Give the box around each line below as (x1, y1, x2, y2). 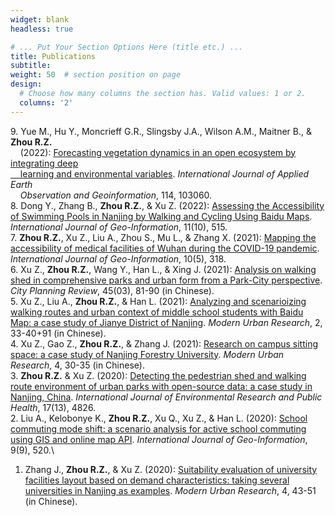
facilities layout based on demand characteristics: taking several (24, 474, 290, 486)
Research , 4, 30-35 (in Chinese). (10, 359, 145, 371)
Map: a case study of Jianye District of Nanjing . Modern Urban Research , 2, (10, 316, 323, 328)
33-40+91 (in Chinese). (10, 327, 107, 339)
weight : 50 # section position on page (10, 70, 182, 80)
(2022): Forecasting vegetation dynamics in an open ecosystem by (19, 146, 297, 158)
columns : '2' (19, 97, 74, 108)
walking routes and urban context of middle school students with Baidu (10, 306, 304, 318)
